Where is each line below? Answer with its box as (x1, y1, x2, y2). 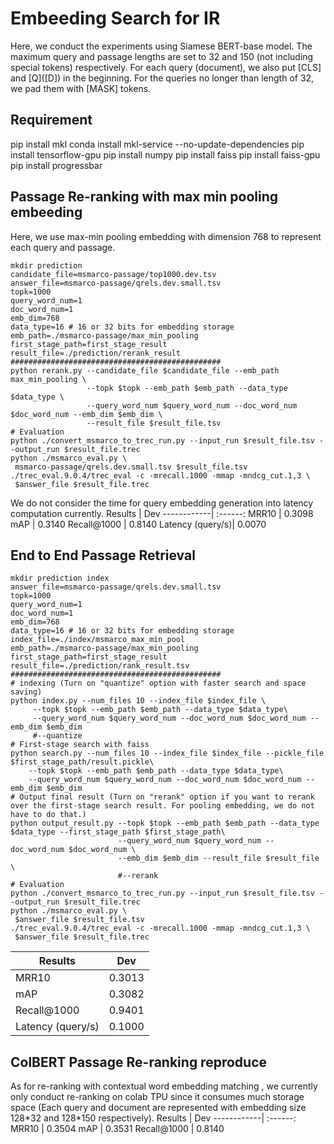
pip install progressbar (10, 159, 103, 171)
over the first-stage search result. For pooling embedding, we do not (10, 801, 315, 811)
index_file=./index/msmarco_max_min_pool (10, 635, 186, 645)
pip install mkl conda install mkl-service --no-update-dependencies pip (10, 138, 305, 150)
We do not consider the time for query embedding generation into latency (10, 497, 314, 509)
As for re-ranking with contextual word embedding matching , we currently (10, 1080, 318, 1092)
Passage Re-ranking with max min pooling (10, 188, 279, 206)
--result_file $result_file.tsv (86, 418, 222, 428)
